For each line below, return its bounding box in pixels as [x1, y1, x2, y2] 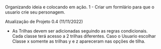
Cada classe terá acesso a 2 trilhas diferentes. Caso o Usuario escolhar [12, 33, 156, 39]
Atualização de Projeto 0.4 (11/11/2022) [5, 19, 83, 24]
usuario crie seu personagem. [5, 9, 65, 15]
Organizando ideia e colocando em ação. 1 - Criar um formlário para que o [5, 4, 155, 10]
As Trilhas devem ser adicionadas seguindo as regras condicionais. [12, 28, 148, 33]
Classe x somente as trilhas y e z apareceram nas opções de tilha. [12, 38, 145, 44]
